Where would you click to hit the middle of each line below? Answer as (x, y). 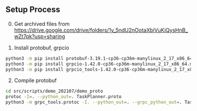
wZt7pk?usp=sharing (39, 36)
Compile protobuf (35, 80)
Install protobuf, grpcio (41, 48)
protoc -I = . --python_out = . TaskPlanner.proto (64, 97)
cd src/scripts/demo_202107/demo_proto (54, 91)
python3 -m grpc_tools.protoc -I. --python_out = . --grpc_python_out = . (94, 102)
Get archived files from (42, 23)
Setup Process (33, 10)
